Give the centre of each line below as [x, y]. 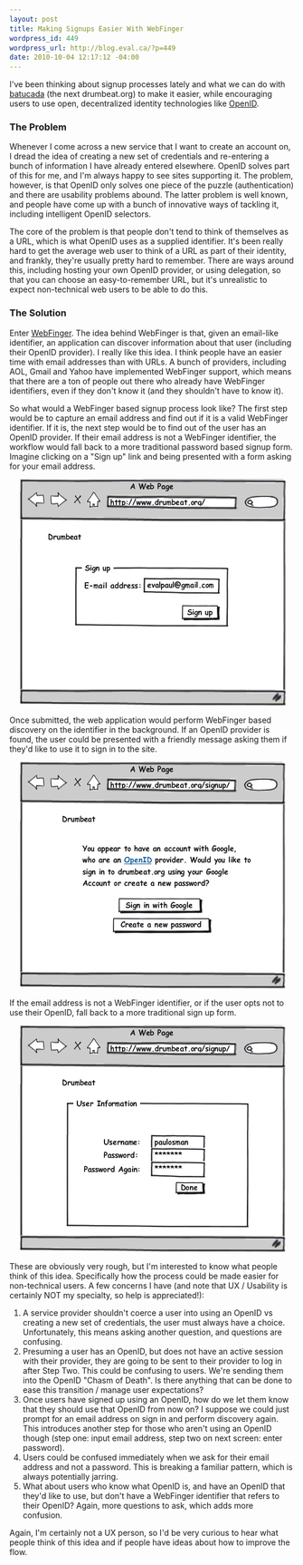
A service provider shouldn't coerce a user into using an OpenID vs [147, 1312]
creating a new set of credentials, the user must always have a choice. [154, 1322]
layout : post [34, 19]
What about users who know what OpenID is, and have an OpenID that [154, 1486]
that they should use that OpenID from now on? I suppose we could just [156, 1409]
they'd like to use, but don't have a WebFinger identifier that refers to [151, 1495]
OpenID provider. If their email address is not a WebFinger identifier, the [143, 437]
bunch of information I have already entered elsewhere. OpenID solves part [150, 166]
